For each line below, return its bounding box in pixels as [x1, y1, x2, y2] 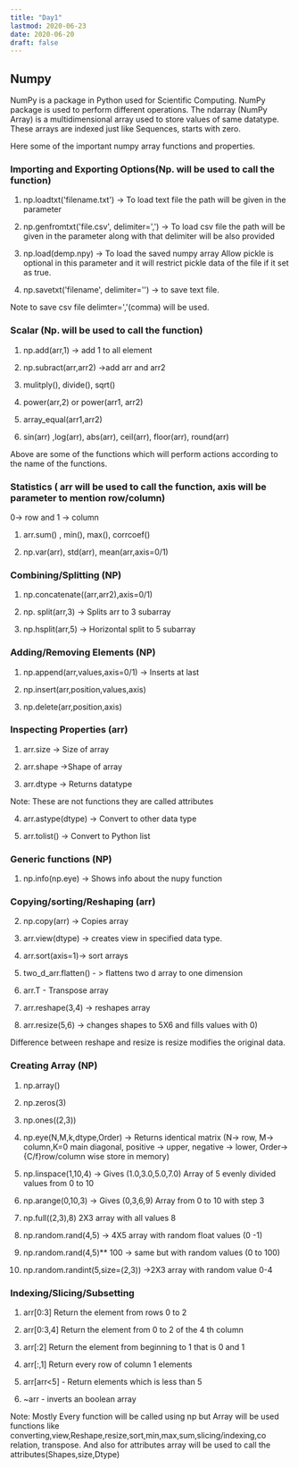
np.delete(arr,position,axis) [22, 701, 123, 712]
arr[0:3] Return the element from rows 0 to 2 [22, 1307, 187, 1318]
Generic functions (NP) [10, 853, 112, 865]
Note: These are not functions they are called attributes [10, 795, 214, 806]
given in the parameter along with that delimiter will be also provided [22, 231, 276, 242]
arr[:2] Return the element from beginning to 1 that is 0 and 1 [22, 1342, 245, 1353]
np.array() [22, 1080, 61, 1090]
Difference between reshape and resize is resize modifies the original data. [10, 1037, 286, 1048]
